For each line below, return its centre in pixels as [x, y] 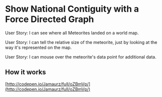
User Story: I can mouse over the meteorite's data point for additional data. [81, 57]
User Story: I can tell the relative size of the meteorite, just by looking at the [81, 42]
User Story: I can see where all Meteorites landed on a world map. [72, 33]
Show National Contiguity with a [72, 9]
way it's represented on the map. [39, 47]
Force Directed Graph [50, 19]
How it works [26, 72]
